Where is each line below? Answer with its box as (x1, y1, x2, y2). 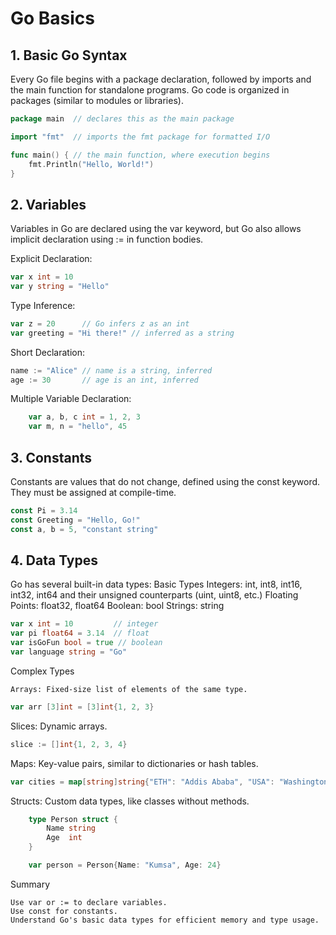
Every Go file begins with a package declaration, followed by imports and (10, 73, 312, 85)
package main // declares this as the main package (10, 114, 235, 124)
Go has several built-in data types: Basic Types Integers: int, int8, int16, (10, 578, 303, 591)
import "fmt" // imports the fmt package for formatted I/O (10, 132, 271, 142)
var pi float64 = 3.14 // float (10, 628, 150, 639)
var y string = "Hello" (10, 282, 110, 292)
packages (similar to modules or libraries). (10, 95, 184, 106)
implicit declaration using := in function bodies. (10, 233, 204, 246)
